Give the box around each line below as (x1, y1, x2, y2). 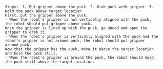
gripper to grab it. (5, 30, 47, 35)
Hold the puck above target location (5, 9, 82, 14)
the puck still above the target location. (5, 59, 95, 64)
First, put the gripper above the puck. (5, 13, 89, 18)
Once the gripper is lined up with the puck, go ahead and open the (5, 26, 147, 30)
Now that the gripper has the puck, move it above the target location (5, 47, 154, 52)
